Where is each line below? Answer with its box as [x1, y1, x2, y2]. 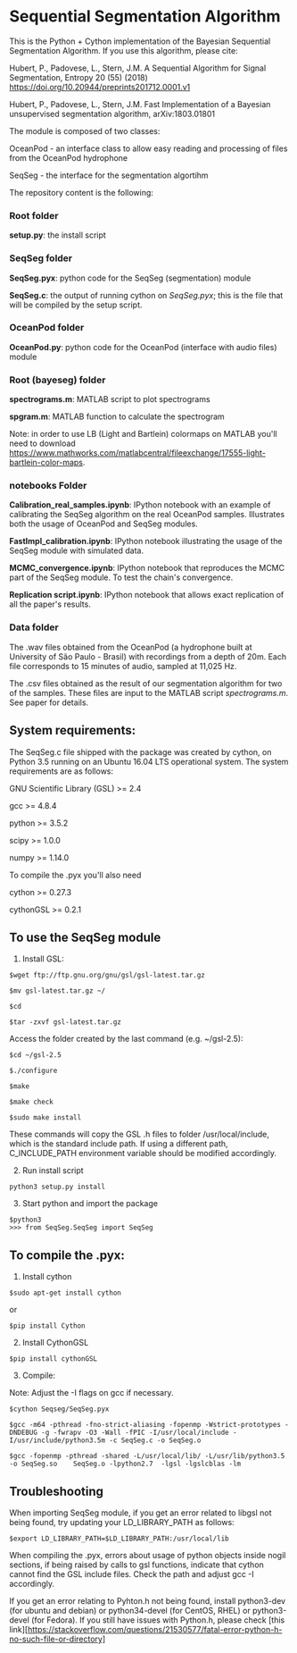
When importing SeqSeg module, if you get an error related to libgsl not [9, 1507, 272, 1518]
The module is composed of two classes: [9, 125, 161, 136]
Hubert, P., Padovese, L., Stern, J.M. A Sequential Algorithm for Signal [9, 63, 267, 73]
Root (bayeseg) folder [9, 373, 106, 386]
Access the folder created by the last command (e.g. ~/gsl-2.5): [9, 1034, 243, 1045]
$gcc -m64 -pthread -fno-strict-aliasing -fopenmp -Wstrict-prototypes [9, 1421, 281, 1430]
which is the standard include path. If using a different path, [9, 1138, 229, 1149]
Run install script [21, 1165, 84, 1176]
